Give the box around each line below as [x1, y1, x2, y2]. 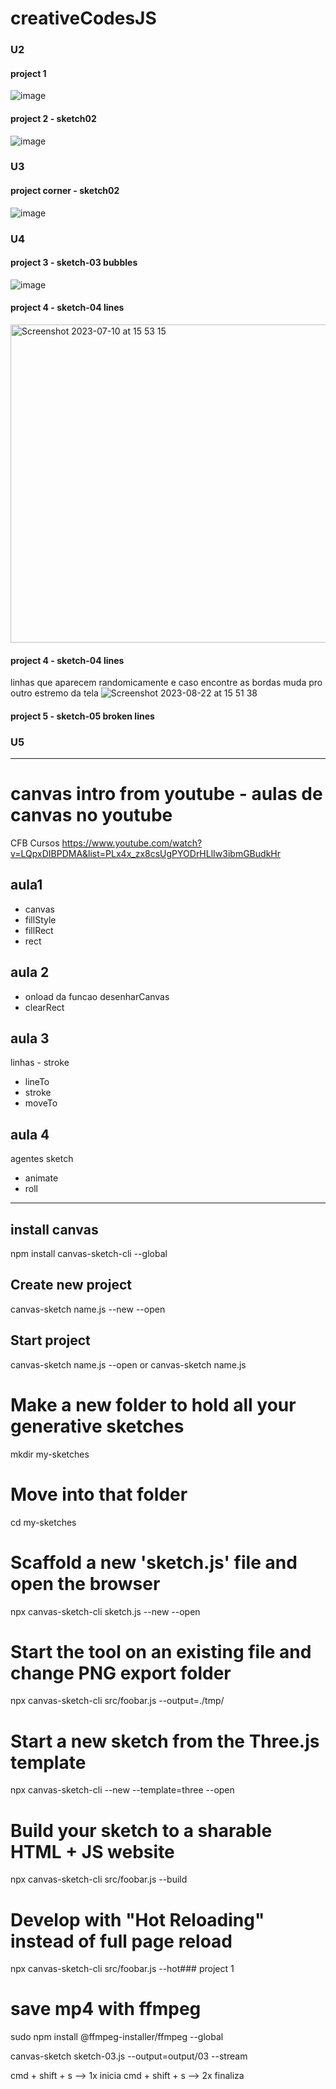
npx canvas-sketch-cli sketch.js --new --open [10, 1605, 201, 1617]
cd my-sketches [10, 1516, 77, 1528]
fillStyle [24, 913, 57, 926]
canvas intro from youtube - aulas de [10, 783, 323, 806]
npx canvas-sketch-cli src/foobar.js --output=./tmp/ [10, 1695, 225, 1707]
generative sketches [10, 1415, 185, 1437]
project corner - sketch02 [10, 185, 120, 197]
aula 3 [10, 1030, 50, 1047]
